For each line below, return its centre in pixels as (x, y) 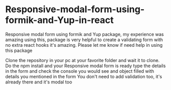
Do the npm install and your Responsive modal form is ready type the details (86, 66)
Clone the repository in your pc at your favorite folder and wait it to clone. (82, 60)
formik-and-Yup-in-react (59, 20)
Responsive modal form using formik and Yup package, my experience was (85, 34)
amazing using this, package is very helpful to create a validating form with (84, 40)
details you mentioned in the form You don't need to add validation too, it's (84, 76)
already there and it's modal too (39, 82)
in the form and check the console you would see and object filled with (80, 71)
